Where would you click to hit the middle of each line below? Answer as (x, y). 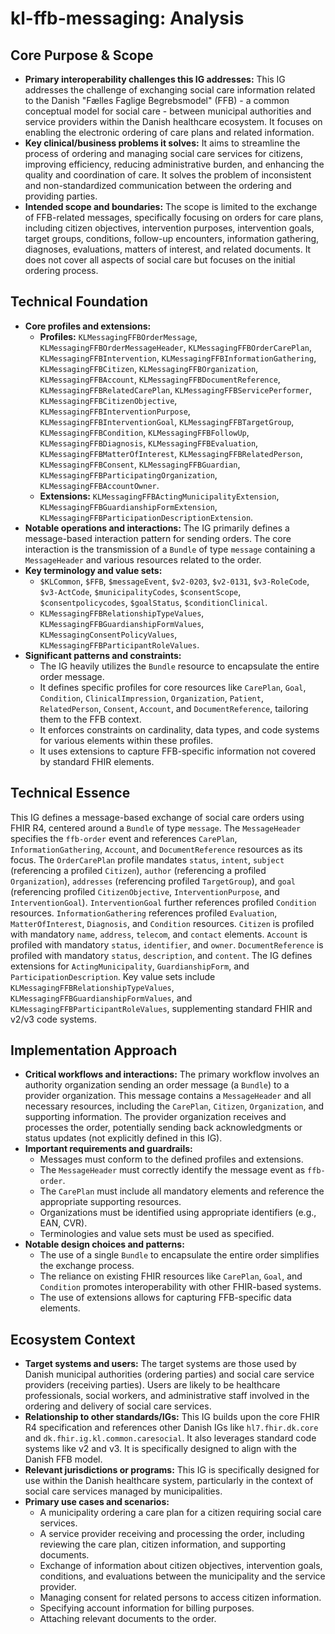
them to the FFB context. (90, 719)
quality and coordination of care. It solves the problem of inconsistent (168, 175)
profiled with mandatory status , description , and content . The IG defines (161, 955)
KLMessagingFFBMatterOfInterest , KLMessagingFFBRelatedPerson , (171, 453)
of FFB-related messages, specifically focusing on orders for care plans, (174, 217)
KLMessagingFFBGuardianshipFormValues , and (101, 998)
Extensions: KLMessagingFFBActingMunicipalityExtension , (159, 496)
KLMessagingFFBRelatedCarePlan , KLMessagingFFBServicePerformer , (175, 389)
